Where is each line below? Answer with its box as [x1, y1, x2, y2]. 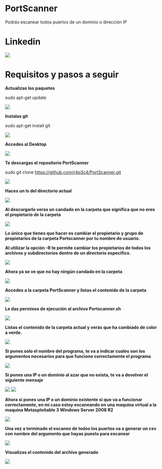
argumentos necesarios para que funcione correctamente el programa [5, 353, 151, 359]
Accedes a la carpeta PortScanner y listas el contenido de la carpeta [5, 287, 146, 293]
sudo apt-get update [5, 95, 46, 100]
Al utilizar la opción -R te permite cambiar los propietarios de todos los [5, 245, 151, 251]
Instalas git [5, 113, 28, 119]
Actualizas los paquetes [5, 85, 55, 91]
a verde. [5, 330, 22, 335]
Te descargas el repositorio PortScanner [5, 159, 89, 166]
